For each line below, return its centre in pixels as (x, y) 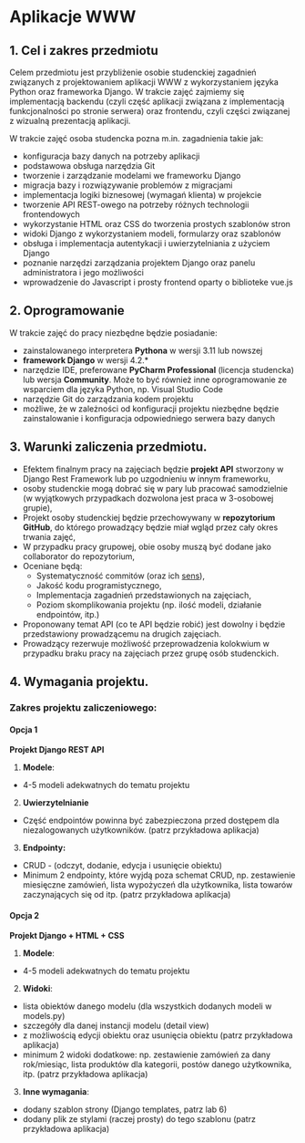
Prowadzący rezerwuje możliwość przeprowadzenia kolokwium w (146, 643)
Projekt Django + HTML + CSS (67, 936)
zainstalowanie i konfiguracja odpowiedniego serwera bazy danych (149, 418)
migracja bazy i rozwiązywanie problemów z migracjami (128, 185)
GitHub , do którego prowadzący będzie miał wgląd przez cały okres (150, 527)
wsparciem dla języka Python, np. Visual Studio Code (122, 389)
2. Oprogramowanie (67, 311)
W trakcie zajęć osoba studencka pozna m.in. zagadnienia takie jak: (137, 138)
